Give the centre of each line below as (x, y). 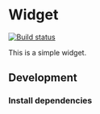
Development (43, 78)
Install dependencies (50, 100)
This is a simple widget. (48, 52)
